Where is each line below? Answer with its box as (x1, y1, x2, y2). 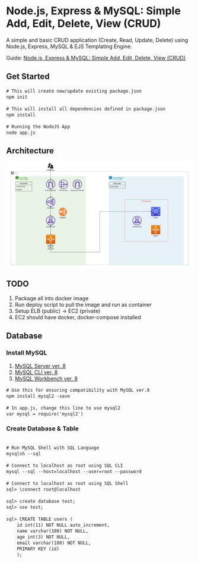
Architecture (6, 146, 55, 156)
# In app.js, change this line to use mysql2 (6, 405, 120, 411)
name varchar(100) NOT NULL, (17, 528, 89, 534)
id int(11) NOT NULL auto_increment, (17, 522, 110, 528)
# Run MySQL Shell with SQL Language (6, 445, 100, 451)
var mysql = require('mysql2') (6, 411, 84, 417)
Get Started (6, 71, 50, 81)
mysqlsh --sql (6, 451, 41, 457)
